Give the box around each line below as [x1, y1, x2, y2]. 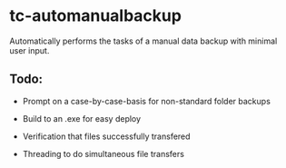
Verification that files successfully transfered [22, 131, 191, 142]
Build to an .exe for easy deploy [22, 113, 142, 124]
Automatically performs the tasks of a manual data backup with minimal [9, 35, 278, 46]
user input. [9, 44, 50, 55]
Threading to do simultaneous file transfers [22, 148, 184, 159]
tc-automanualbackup [9, 5, 182, 26]
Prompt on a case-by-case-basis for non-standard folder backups [22, 95, 271, 106]
